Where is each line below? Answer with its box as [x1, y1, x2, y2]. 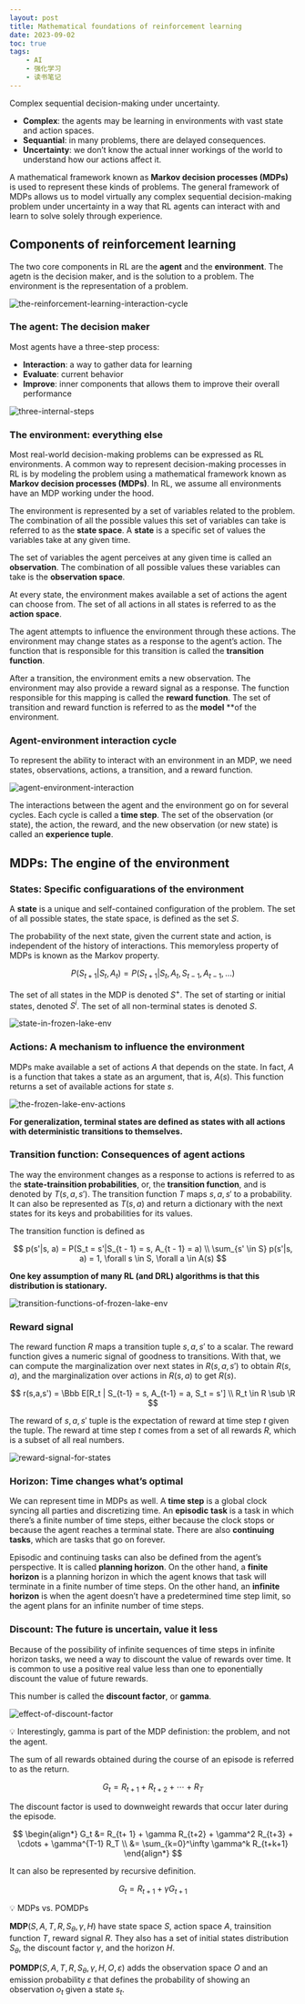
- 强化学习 [25, 65, 62, 74]
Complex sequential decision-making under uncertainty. [9, 97, 220, 108]
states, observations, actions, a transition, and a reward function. [9, 764, 253, 775]
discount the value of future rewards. [9, 1672, 148, 1683]
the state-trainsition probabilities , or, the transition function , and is [9, 1179, 267, 1190]
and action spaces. [22, 125, 95, 136]
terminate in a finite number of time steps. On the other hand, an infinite [9, 1581, 280, 1592]
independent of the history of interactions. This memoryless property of [9, 940, 280, 952]
